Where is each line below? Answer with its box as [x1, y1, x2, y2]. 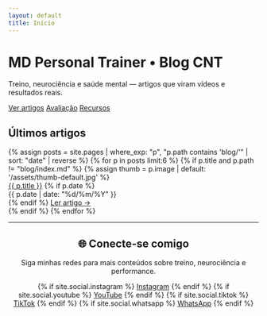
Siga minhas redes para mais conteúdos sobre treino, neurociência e [21, 258, 246, 268]
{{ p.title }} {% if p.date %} [8, 181, 95, 191]
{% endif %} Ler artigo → [8, 198, 91, 207]
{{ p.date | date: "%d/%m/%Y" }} [8, 190, 117, 199]
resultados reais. [8, 88, 64, 98]
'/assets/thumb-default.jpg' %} [8, 172, 110, 183]
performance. [110, 267, 157, 276]
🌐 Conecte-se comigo [78, 237, 189, 250]
